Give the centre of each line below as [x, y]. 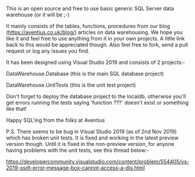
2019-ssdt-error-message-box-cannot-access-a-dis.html [76, 168]
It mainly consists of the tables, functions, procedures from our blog [88, 26]
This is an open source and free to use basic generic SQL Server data [90, 8]
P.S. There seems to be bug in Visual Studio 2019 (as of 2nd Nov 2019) [91, 132]
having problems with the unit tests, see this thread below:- [78, 150]
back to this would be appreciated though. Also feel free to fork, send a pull [97, 45]
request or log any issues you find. [48, 51]
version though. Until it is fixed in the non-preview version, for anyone [90, 144]
